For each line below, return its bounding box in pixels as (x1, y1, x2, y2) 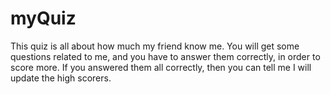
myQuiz (10, 7, 77, 30)
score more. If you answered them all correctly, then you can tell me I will (10, 61, 312, 73)
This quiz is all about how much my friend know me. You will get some (10, 40, 300, 52)
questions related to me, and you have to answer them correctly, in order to (10, 50, 321, 62)
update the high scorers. (10, 72, 112, 84)
